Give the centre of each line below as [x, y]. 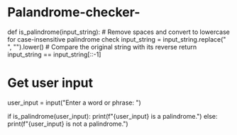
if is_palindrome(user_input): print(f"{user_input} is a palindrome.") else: [112, 116]
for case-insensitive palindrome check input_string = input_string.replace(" [117, 39]
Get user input [50, 83]
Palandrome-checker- [74, 12]
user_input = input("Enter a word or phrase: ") [75, 102]
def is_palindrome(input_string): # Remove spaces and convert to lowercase [119, 32]
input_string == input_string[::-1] [54, 54]
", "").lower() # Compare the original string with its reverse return [102, 47]
